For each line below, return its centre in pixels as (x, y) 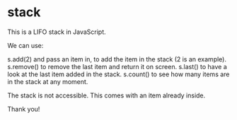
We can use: (25, 45)
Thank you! (24, 109)
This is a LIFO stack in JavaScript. (57, 32)
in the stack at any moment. (48, 81)
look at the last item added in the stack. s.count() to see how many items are (118, 74)
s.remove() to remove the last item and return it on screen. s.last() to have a (117, 66)
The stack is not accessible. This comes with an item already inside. (106, 95)
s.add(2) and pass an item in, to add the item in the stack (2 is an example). (117, 59)
